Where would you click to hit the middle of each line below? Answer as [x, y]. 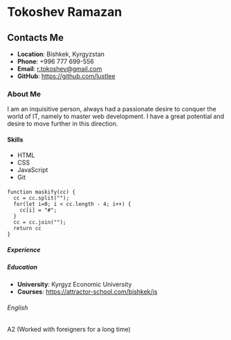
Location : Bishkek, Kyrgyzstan [61, 54]
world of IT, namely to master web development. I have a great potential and [116, 116]
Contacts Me [36, 38]
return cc [27, 229]
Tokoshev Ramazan [65, 12]
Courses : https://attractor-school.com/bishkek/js [87, 292]
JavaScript [33, 169]
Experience [24, 249]
